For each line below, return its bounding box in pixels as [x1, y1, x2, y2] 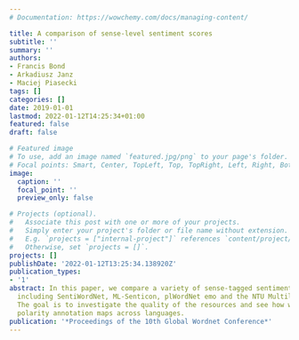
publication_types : [9, 267, 82, 276]
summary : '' [9, 45, 53, 54]
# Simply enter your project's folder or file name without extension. [9, 226, 289, 235]
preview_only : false [17, 194, 93, 202]
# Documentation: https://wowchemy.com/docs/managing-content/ [9, 12, 249, 22]
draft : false [9, 128, 58, 138]
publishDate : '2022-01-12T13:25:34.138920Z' [9, 259, 177, 268]
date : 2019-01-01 [9, 103, 74, 112]
